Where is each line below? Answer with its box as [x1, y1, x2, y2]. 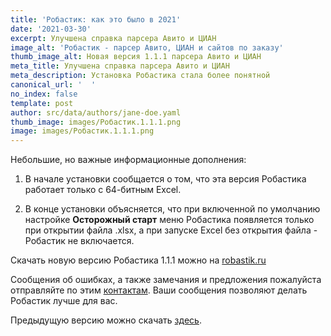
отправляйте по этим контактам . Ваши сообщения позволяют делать [10, 284, 308, 296]
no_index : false [10, 89, 78, 99]
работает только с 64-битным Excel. [24, 184, 182, 196]
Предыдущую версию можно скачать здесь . [10, 314, 202, 326]
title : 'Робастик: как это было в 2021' [10, 14, 182, 25]
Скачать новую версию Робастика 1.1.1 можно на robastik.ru [10, 254, 267, 266]
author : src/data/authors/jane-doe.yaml [10, 107, 182, 118]
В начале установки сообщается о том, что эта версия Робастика [24, 173, 307, 185]
